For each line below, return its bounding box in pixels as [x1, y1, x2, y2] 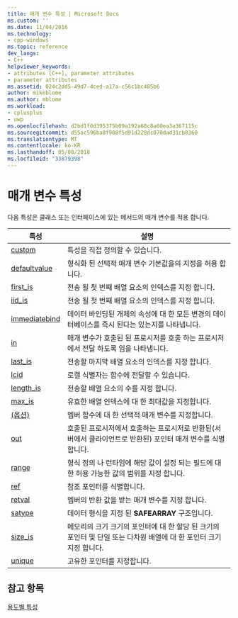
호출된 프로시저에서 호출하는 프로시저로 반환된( [67, 423, 215, 433]
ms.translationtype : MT [7, 135, 78, 142]
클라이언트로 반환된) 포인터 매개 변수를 [88, 434, 210, 444]
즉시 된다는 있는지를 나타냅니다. [101, 320, 201, 330]
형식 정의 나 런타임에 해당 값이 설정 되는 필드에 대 [67, 458, 222, 468]
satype [11, 507, 34, 517]
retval [11, 494, 30, 504]
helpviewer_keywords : [7, 63, 72, 70]
